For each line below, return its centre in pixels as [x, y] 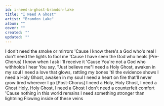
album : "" [15, 23]
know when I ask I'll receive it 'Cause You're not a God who [85, 62]
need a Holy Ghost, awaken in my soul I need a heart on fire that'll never [79, 77]
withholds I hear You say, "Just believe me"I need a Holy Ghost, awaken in [80, 67]
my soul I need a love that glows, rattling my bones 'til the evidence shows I [82, 72]
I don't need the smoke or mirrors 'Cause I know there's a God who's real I [81, 51]
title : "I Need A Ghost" [31, 14]
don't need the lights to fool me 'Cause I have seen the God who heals [76, 56]
